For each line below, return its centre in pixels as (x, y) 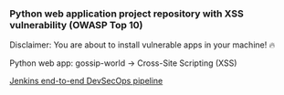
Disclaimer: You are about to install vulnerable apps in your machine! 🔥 (142, 45)
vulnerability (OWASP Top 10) (76, 25)
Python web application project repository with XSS (126, 14)
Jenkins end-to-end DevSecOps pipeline (86, 81)
